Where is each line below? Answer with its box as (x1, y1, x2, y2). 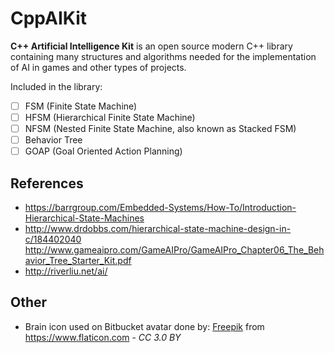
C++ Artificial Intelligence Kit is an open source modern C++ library (10, 40, 293, 52)
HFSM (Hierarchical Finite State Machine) (24, 112, 196, 123)
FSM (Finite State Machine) (24, 100, 138, 112)
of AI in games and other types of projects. (10, 61, 187, 73)
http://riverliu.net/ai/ (24, 265, 108, 277)
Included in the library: (10, 80, 103, 92)
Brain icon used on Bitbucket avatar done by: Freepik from (24, 320, 265, 332)
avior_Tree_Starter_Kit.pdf (24, 255, 132, 267)
